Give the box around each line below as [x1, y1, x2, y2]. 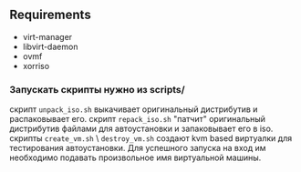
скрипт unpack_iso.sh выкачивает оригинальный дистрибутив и [9, 104, 258, 115]
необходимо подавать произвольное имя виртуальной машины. [9, 152, 262, 163]
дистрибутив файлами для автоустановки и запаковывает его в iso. [9, 123, 274, 135]
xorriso [22, 60, 50, 71]
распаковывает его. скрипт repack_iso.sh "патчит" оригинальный [9, 114, 266, 125]
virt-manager [22, 31, 73, 42]
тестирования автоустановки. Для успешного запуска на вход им [9, 143, 266, 154]
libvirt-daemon [22, 41, 78, 52]
